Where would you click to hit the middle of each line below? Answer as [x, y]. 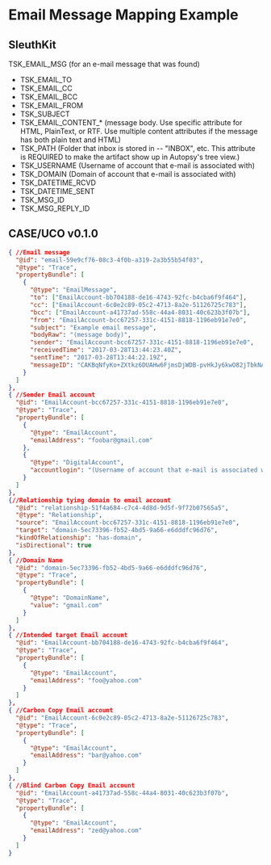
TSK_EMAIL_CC [46, 88]
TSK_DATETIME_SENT [57, 191]
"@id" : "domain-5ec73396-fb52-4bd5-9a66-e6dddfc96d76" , [111, 568]
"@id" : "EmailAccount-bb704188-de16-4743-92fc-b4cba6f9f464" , [122, 643]
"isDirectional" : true [54, 545]
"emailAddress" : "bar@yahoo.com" [86, 756]
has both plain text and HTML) [70, 140]
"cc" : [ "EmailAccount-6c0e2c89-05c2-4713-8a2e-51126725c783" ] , [138, 304]
